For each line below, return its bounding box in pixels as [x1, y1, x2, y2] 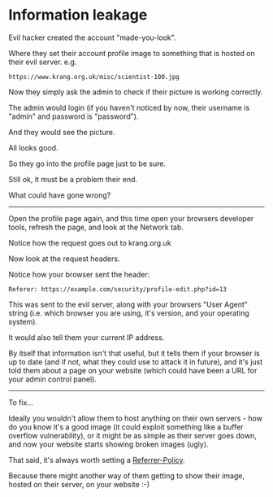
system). [8, 316, 38, 326]
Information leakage [8, 6, 148, 24]
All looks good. [8, 142, 58, 152]
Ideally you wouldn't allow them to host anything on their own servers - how [8, 413, 262, 423]
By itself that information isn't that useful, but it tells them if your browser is [8, 348, 260, 358]
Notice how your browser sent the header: [8, 269, 150, 279]
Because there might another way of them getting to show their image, [8, 470, 245, 481]
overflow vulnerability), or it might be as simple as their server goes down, [8, 430, 258, 440]
